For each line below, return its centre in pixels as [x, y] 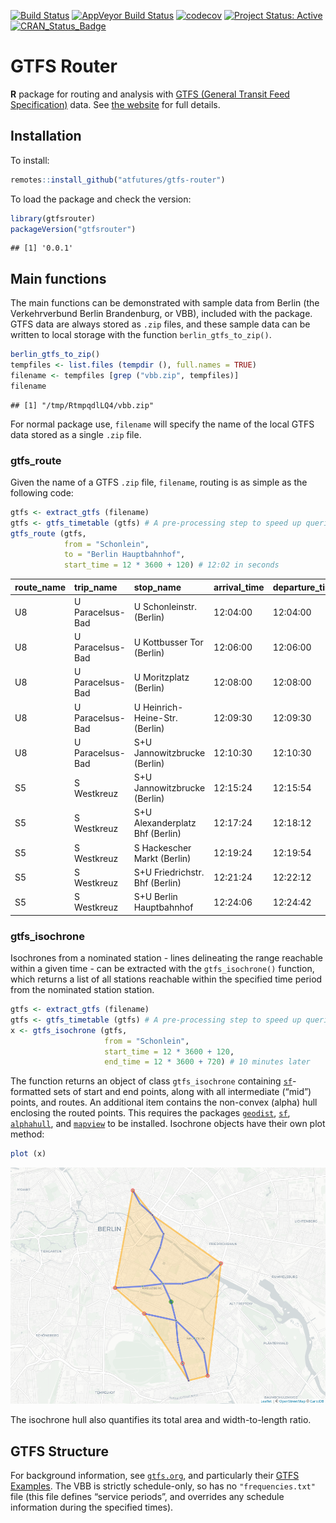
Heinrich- [163, 707]
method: [27, 1134]
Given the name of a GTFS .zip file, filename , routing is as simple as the [159, 482]
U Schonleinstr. [165, 607]
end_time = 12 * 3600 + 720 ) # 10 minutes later [207, 1062]
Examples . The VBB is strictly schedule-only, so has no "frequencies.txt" [163, 1486]
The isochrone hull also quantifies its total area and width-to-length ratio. [161, 1420]
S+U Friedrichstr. [169, 872]
